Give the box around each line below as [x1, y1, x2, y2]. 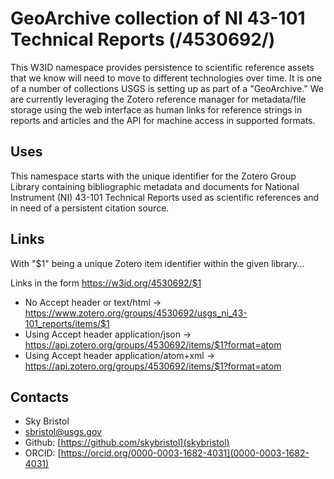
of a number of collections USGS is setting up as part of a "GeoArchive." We [10, 82, 324, 94]
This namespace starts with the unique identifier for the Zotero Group [10, 170, 297, 182]
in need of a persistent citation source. [10, 202, 170, 214]
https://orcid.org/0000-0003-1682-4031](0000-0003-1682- [60, 447, 310, 459]
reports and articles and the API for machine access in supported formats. [10, 114, 316, 126]
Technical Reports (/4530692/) [10, 28, 276, 51]
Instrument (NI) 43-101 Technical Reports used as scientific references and [10, 191, 320, 203]
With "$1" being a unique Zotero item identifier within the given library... [10, 257, 305, 269]
